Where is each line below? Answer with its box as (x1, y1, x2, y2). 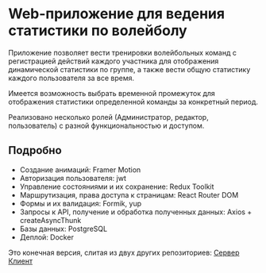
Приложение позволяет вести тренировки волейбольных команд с (8, 48, 237, 57)
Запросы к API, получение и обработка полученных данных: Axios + (19, 207, 253, 217)
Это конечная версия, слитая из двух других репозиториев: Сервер (8, 248, 240, 257)
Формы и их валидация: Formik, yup (19, 198, 141, 208)
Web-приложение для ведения (8, 5, 225, 23)
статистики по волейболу (8, 21, 188, 40)
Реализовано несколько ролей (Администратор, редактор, (8, 112, 209, 121)
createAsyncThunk (19, 215, 82, 225)
